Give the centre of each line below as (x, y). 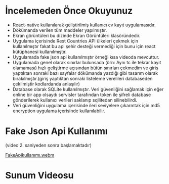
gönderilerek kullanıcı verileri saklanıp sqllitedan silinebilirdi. (75, 100)
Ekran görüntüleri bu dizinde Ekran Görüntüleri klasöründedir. (76, 35)
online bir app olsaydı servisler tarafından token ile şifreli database (82, 95)
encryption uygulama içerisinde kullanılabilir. (59, 111)
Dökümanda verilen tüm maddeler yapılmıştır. (60, 30)
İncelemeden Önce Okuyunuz (69, 11)
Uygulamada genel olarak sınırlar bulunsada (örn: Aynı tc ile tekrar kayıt (87, 62)
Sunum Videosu (39, 176)
